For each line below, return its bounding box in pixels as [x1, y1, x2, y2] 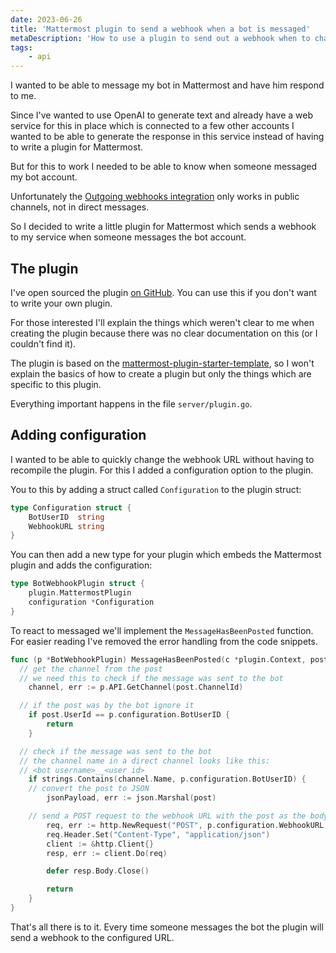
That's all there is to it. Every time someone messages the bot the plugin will [10, 921, 324, 933]
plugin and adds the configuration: [10, 559, 153, 571]
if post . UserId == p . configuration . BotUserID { [28, 710, 230, 720]
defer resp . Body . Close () [46, 866, 150, 876]
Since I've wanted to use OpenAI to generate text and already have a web [10, 109, 313, 121]
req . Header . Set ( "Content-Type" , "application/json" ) [46, 829, 271, 840]
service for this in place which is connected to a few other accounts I [10, 120, 295, 132]
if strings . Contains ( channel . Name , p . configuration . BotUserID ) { [28, 774, 307, 785]
